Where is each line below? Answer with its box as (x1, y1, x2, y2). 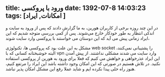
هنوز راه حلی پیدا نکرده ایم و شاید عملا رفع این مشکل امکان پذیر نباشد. (5, 66, 136, 72)
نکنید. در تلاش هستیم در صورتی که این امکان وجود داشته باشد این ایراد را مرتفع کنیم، (5, 60, 161, 66)
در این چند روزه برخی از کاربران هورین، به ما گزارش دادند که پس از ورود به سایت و (5, 25, 158, 31)
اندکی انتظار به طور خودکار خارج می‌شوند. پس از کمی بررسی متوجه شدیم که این (5, 30, 155, 36)
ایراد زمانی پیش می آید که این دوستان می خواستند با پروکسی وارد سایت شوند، (5, 35, 150, 41)
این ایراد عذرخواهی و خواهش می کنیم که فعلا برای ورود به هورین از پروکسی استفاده (5, 55, 160, 61)
